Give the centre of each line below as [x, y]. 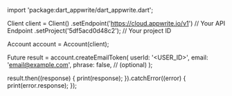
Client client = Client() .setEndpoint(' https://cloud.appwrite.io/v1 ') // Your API [116, 23]
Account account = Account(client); [58, 44]
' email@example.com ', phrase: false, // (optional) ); [80, 65]
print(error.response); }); [42, 85]
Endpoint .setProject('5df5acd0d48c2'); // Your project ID [89, 31]
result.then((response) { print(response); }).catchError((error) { [97, 78]
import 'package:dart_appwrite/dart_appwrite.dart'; [80, 10]
